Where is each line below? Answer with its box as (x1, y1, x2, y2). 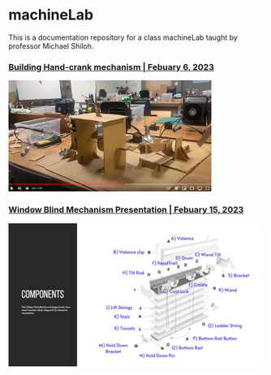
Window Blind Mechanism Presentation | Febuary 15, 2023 (8, 205, 244, 216)
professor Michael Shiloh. (8, 41, 94, 50)
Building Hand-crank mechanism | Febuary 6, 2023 (8, 61, 215, 72)
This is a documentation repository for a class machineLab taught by (8, 32, 238, 42)
